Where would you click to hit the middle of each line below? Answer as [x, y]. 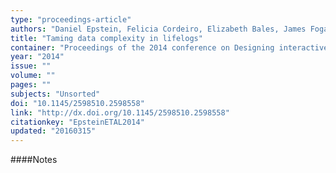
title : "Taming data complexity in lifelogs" [106, 38]
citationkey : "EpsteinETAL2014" [77, 122]
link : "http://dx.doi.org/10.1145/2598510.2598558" [120, 112]
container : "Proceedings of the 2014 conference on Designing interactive [169, 47]
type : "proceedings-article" [71, 19]
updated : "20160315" [53, 131]
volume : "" [33, 76]
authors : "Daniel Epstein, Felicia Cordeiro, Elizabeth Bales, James [158, 29]
